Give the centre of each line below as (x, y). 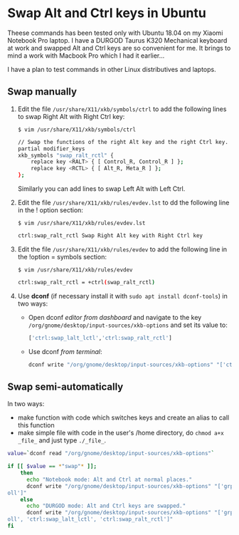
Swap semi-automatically (65, 386)
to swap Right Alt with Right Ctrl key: (71, 116)
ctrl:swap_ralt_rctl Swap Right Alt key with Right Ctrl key (110, 236)
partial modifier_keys (51, 149)
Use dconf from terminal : (65, 351)
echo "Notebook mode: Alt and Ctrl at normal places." (109, 479)
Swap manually (42, 92)
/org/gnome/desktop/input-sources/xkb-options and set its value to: (128, 325)
